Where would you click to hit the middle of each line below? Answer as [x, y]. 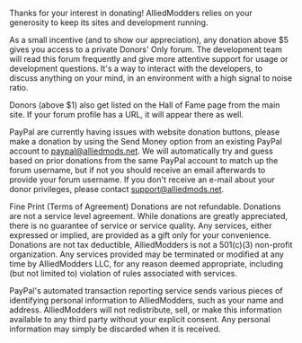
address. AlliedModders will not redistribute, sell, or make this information [146, 310]
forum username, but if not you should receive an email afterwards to [138, 170]
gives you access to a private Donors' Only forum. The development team [146, 49]
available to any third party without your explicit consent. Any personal [140, 319]
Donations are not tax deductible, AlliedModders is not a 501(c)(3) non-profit [151, 245]
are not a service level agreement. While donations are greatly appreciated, [149, 216]
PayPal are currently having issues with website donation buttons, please [145, 132]
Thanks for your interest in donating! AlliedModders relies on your [131, 13]
